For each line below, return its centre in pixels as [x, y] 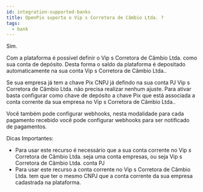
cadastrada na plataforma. [48, 182]
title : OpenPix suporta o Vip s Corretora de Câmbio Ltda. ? [85, 18]
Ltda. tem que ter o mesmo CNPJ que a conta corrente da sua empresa [104, 176]
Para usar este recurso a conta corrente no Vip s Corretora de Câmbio [103, 170]
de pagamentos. [27, 127]
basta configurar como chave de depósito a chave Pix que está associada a [101, 95]
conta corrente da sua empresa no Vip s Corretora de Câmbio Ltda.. [91, 102]
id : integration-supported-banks [48, 12]
